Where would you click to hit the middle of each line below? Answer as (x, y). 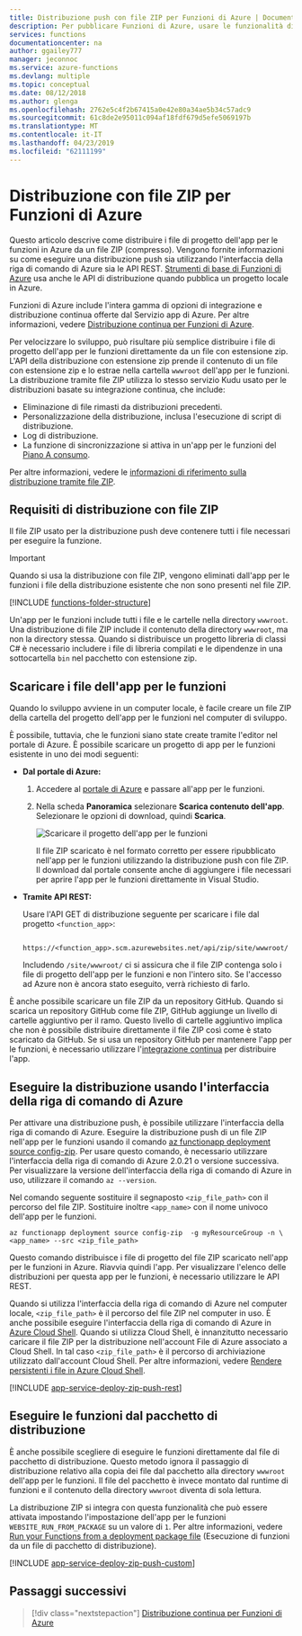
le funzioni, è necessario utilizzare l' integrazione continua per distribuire (143, 1049)
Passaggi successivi (68, 1592)
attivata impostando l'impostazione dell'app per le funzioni (118, 1516)
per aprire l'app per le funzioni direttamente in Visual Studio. (147, 880)
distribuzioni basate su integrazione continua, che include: (118, 389)
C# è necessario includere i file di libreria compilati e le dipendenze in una (146, 649)
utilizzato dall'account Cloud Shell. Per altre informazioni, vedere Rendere (146, 1361)
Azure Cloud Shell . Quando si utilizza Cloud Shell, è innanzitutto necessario (149, 1332)
